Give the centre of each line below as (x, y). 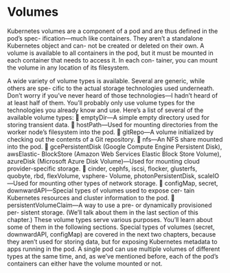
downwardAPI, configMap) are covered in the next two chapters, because (112, 234)
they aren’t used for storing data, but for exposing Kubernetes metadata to (112, 241)
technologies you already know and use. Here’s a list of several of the (105, 110)
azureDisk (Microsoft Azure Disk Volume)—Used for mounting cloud (104, 161)
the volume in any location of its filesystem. (69, 67)
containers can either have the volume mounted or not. (85, 263)
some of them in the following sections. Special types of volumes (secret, (111, 227)
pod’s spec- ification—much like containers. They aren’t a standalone (105, 38)
